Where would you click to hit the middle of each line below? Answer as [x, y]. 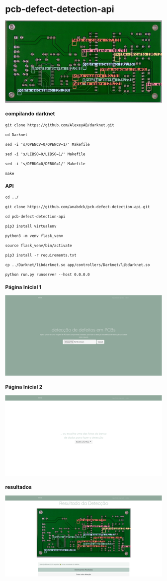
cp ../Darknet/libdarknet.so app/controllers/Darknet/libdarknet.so [78, 265]
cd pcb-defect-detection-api [35, 217]
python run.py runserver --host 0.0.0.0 [48, 275]
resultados [19, 487]
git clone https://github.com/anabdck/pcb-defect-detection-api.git [78, 207]
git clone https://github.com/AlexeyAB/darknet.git [60, 125]
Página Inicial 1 [23, 287]
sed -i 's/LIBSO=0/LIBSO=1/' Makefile [45, 154]
